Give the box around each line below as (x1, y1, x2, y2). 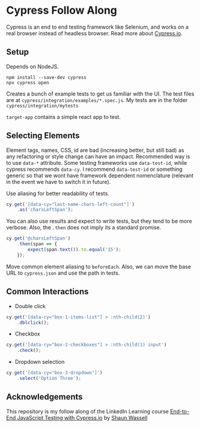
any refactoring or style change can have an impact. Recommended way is (6, 153, 190, 160)
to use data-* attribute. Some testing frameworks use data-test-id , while (6, 159, 187, 166)
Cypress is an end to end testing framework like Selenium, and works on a (6, 23, 189, 30)
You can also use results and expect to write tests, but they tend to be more (6, 217, 192, 225)
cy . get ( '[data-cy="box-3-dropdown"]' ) (6, 370, 103, 376)
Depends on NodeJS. (6, 63, 59, 70)
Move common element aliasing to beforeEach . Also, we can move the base (6, 263, 191, 270)
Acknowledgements (6, 392, 83, 402)
